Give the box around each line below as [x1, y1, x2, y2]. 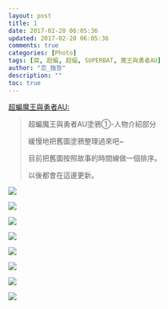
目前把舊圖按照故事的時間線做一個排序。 [27, 153, 162, 163]
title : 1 [8, 19, 38, 27]
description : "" [8, 71, 62, 79]
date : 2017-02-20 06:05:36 [8, 26, 98, 35]
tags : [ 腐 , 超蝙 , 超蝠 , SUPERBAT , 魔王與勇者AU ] [8, 57, 162, 65]
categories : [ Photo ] [8, 49, 78, 57]
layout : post [8, 11, 52, 20]
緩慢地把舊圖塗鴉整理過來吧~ [27, 136, 125, 145]
